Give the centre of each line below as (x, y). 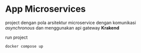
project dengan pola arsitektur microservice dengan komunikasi (70, 23)
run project (16, 37)
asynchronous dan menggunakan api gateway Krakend (62, 27)
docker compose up (24, 46)
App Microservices (46, 9)
